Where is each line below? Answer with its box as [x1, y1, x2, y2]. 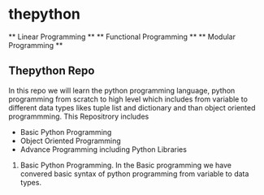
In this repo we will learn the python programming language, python [8, 85, 236, 95]
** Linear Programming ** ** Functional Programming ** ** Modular [8, 32, 236, 41]
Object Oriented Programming [19, 136, 122, 145]
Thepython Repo [8, 64, 95, 78]
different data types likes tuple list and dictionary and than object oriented [8, 102, 256, 112]
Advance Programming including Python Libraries [19, 144, 187, 154]
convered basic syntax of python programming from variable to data [19, 168, 249, 179]
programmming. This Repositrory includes [8, 111, 149, 121]
